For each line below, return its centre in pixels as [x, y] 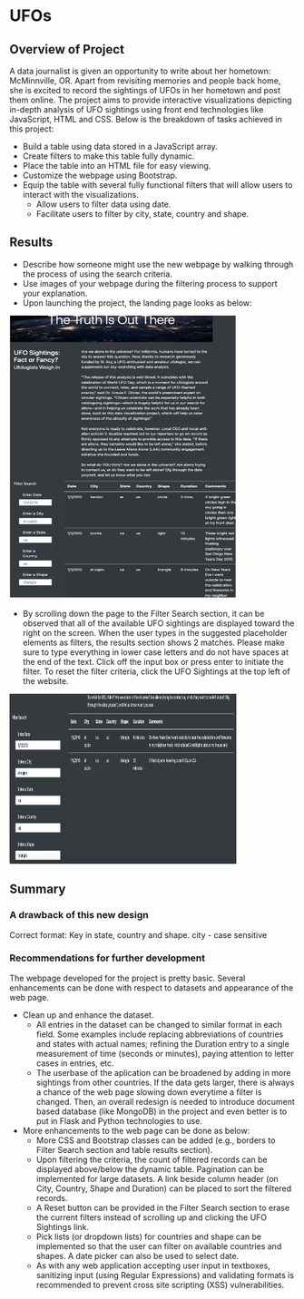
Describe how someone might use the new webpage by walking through [158, 264]
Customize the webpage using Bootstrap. [100, 175]
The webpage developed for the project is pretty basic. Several [127, 978]
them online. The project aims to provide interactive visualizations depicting [151, 100]
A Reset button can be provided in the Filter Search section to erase [163, 1207]
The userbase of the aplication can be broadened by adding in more [163, 1072]
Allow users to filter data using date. [103, 204]
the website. [46, 680]
